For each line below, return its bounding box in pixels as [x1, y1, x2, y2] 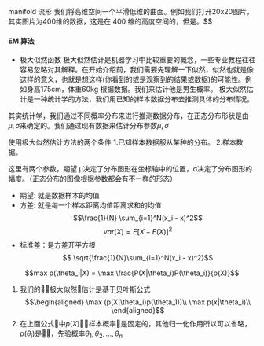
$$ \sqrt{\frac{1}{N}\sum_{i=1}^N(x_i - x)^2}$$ [62, 252, 214, 262]
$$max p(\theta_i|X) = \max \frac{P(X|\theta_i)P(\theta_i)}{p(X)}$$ [24, 268, 240, 278]
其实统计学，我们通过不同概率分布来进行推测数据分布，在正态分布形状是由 [8, 111, 249, 120]
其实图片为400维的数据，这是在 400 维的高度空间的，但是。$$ [8, 17, 213, 26]
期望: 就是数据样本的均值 [19, 191, 100, 201]
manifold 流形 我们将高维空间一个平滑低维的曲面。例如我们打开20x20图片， [8, 7, 254, 16]
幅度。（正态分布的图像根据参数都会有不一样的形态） [8, 174, 177, 183]
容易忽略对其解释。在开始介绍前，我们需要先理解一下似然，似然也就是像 [19, 65, 254, 75]
